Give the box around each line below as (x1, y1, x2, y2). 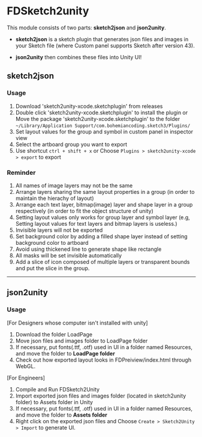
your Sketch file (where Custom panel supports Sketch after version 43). (15, 42, 195, 49)
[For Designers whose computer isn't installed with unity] (7, 319, 149, 326)
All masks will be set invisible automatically (15, 251, 122, 259)
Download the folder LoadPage (15, 330, 92, 338)
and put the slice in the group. (15, 265, 90, 272)
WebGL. (15, 362, 36, 369)
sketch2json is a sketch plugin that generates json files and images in (15, 35, 189, 43)
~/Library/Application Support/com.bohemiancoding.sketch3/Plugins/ (15, 123, 191, 129)
